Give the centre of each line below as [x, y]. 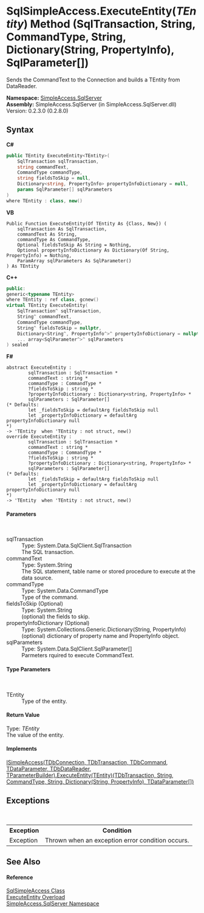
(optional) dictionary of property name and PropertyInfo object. [100, 636]
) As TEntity [23, 266]
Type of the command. [50, 597]
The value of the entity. [35, 735]
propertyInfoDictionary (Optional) [48, 623]
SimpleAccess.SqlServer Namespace [53, 904]
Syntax [20, 130]
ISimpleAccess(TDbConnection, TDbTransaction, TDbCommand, [87, 762]
